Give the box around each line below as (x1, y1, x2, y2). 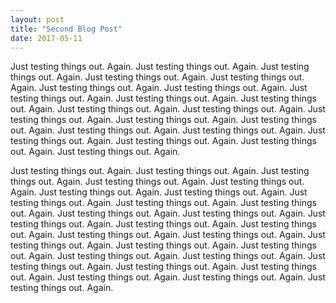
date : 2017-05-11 (10, 33, 83, 43)
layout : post (10, 14, 65, 25)
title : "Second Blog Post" (10, 24, 123, 34)
